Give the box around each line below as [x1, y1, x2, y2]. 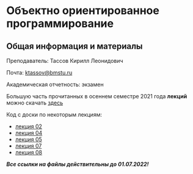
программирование [6, 16, 114, 31]
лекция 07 [15, 142, 42, 150]
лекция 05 [15, 136, 43, 143]
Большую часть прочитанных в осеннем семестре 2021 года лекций [6, 93, 188, 100]
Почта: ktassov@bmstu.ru [6, 69, 73, 76]
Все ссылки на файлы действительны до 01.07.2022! [6, 161, 149, 168]
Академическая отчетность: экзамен [6, 81, 104, 88]
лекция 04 [15, 129, 43, 136]
